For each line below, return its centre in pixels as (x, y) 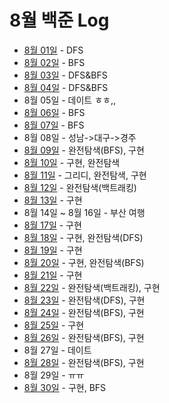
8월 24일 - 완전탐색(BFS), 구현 (84, 312)
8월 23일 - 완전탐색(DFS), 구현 (84, 300)
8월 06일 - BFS (54, 112)
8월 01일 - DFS (53, 50)
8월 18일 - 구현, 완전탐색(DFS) (83, 237)
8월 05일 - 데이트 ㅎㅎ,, (70, 100)
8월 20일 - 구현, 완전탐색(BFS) (84, 262)
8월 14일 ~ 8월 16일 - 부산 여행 (84, 212)
